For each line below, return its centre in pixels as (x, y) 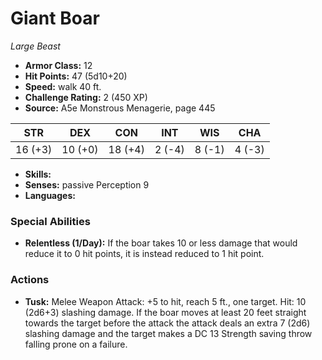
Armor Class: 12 (58, 65)
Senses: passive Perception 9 (87, 184)
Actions (30, 280)
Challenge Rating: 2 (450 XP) (86, 97)
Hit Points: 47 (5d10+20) (76, 76)
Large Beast (35, 46)
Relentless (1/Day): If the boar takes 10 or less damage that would (161, 243)
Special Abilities (50, 221)
